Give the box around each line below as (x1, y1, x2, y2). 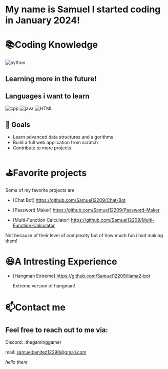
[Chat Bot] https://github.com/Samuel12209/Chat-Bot (12, 197, 126, 203)
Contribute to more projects (12, 145, 72, 151)
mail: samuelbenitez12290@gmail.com (5, 349, 87, 355)
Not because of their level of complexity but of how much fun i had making (5, 232, 163, 239)
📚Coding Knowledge (5, 39, 98, 51)
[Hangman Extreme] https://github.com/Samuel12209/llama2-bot (12, 273, 151, 279)
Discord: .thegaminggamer (5, 339, 62, 345)
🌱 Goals (5, 120, 31, 129)
